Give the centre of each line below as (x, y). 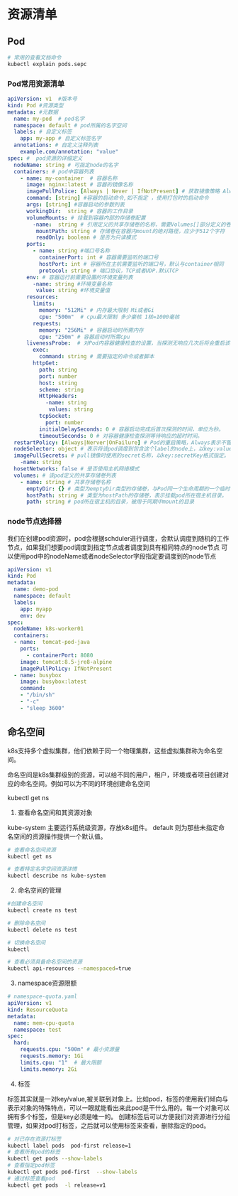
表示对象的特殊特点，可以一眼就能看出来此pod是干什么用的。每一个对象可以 (119, 1108)
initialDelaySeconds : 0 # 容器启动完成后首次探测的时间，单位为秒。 (131, 429)
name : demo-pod (36, 589)
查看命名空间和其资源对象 (55, 812)
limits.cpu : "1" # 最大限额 (61, 1062)
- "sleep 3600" (42, 708)
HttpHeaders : (58, 396)
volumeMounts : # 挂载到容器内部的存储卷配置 (86, 217)
